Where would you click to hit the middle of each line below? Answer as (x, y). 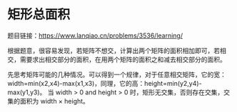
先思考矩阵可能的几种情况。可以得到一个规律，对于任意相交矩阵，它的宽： (117, 74)
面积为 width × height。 (54, 101)
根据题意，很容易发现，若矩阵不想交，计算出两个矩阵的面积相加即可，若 (114, 50)
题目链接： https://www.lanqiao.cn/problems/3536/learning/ (95, 35)
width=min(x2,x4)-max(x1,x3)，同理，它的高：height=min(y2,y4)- (105, 83)
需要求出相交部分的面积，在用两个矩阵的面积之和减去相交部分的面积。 (123, 59)
